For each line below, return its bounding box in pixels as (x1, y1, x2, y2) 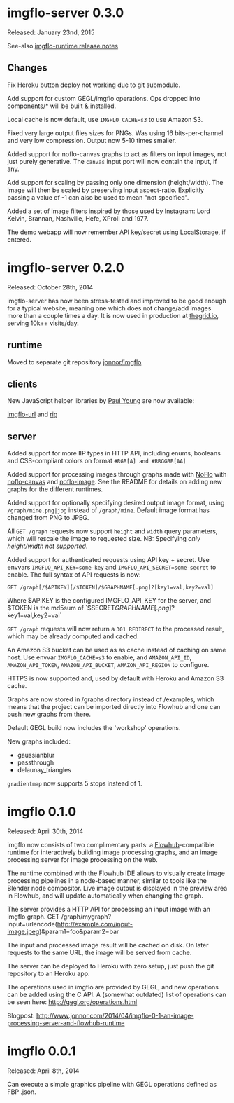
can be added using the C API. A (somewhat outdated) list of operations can (7, 990, 227, 999)
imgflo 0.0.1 (7, 1043, 76, 1060)
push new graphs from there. (7, 710, 91, 719)
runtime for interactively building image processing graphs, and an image (7, 848, 218, 856)
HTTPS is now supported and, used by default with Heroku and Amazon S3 (7, 674, 224, 683)
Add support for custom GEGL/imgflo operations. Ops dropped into (7, 94, 200, 102)
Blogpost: (7, 1011, 35, 1020)
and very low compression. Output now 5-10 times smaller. (7, 136, 177, 144)
